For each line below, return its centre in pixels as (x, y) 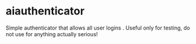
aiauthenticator (45, 11)
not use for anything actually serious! (52, 34)
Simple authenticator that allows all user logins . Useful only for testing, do (98, 28)
